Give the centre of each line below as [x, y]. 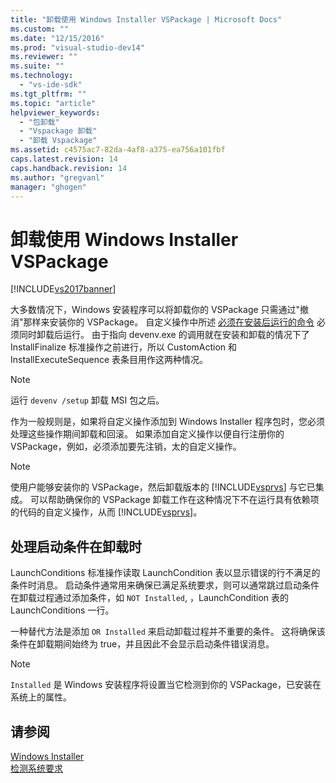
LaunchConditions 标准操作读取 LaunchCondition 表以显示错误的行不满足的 [165, 573]
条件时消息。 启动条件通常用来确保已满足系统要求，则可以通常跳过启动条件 [165, 585]
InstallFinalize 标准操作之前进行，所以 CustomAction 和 [124, 347]
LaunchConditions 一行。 [62, 610]
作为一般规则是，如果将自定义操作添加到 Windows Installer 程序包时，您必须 [167, 422]
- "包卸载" [39, 122]
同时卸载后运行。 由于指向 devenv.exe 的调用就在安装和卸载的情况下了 [164, 335]
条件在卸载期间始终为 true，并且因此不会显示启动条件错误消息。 [142, 644]
